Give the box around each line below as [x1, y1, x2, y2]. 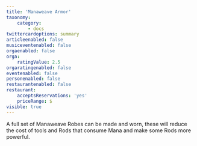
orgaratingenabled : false [6, 64, 71, 71]
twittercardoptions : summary [6, 31, 80, 37]
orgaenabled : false [6, 48, 55, 54]
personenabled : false [6, 76, 61, 82]
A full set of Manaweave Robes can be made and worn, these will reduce [6, 120, 188, 127]
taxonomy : [6, 14, 31, 20]
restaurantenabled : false [6, 82, 71, 88]
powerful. [6, 133, 30, 140]
